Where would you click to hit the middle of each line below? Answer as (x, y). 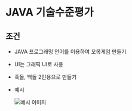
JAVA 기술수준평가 (50, 12)
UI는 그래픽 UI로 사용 (39, 64)
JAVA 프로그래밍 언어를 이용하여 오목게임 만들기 (70, 52)
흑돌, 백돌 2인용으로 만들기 (45, 77)
